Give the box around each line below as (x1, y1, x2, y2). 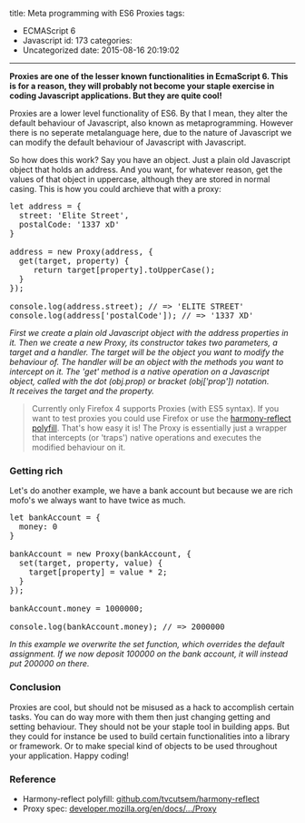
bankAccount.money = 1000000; (9, 604, 144, 614)
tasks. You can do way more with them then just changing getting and (9, 711, 271, 722)
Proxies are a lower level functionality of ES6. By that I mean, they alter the (9, 108, 289, 118)
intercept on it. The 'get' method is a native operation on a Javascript (9, 366, 270, 377)
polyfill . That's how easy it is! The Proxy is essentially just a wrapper (31, 422, 288, 433)
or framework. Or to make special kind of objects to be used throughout (9, 740, 278, 751)
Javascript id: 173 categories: (22, 36, 133, 46)
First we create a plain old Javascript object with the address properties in (9, 328, 289, 338)
